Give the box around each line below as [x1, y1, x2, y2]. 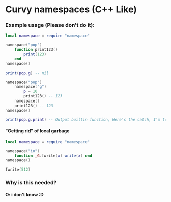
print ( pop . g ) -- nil [5, 70, 49, 76]
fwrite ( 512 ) [5, 167, 31, 172]
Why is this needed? [5, 179, 57, 186]
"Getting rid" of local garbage [5, 128, 70, 134]
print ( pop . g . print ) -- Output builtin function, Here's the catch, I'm [5, 117, 160, 122]
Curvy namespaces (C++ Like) [5, 4, 137, 15]
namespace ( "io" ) [5, 148, 40, 153]
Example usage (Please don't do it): [5, 22, 95, 29]
